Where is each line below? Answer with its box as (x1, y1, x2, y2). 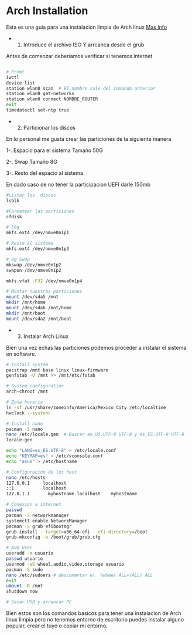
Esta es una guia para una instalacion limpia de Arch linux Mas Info (6, 23, 167, 31)
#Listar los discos (6, 192, 57, 198)
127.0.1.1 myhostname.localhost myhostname (6, 491, 138, 497)
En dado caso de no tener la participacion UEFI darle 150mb (6, 181, 151, 188)
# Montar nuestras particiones (6, 289, 83, 295)
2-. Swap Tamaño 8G (6, 158, 57, 165)
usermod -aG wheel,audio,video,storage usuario (6, 561, 125, 567)
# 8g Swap (6, 256, 30, 262)
